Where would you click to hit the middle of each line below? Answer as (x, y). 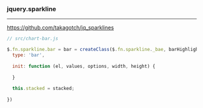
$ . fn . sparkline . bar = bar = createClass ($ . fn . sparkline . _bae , (86, 50)
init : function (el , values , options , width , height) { (84, 66)
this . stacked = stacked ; (43, 89)
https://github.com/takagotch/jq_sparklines (60, 28)
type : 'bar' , (29, 55)
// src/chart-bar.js (33, 39)
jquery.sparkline (32, 9)
